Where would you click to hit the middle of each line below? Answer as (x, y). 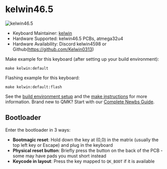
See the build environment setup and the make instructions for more (76, 96)
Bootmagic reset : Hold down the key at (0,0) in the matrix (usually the (86, 140)
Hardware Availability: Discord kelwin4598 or (59, 44)
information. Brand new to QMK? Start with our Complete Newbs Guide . (80, 102)
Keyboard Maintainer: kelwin (42, 33)
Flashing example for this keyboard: (43, 77)
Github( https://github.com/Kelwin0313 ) (53, 49)
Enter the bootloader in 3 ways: (38, 130)
